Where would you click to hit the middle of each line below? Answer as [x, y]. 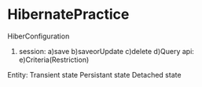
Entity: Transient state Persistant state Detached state [94, 74]
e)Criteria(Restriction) [54, 60]
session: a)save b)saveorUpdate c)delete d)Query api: [106, 51]
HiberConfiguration [39, 36]
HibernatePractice [68, 14]
